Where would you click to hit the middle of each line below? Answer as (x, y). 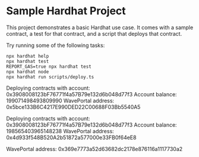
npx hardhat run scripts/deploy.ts (50, 77)
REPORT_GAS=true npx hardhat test (49, 67)
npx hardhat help (28, 56)
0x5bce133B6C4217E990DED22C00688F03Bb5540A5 (73, 107)
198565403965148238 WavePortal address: (60, 131)
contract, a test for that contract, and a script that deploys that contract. (94, 33)
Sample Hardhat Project (66, 11)
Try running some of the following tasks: (56, 45)
